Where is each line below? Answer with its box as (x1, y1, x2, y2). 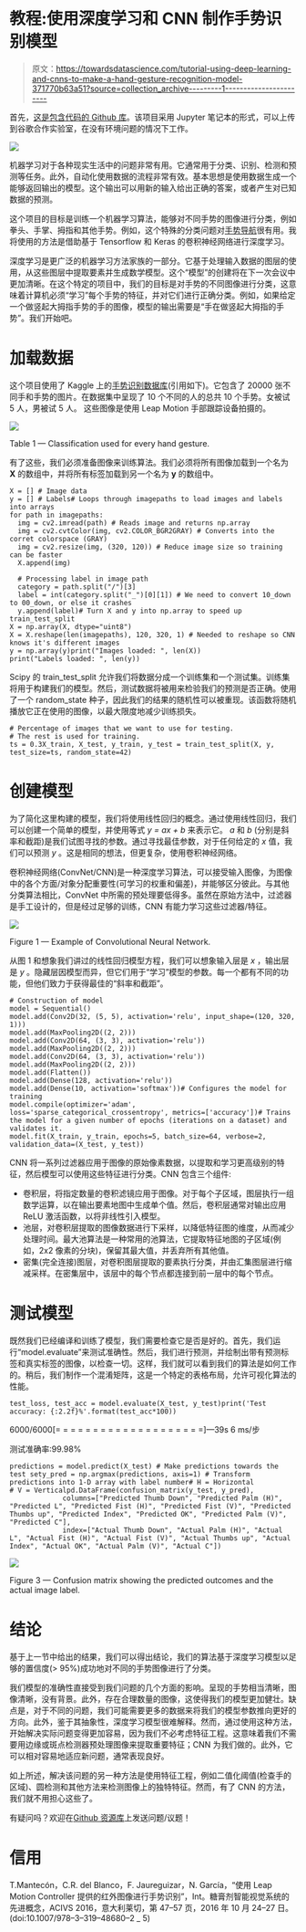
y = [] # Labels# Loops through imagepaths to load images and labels (9, 494, 283, 503)
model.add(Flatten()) (9, 1067, 92, 1077)
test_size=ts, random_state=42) (9, 748, 132, 757)
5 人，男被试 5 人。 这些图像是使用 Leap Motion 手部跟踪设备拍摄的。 (9, 403, 271, 414)
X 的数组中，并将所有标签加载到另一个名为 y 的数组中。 (9, 467, 219, 479)
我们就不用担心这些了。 (9, 1792, 97, 1803)
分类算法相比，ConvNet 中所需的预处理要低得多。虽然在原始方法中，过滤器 (9, 889, 292, 900)
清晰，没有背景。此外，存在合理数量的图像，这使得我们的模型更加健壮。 (16, 1693, 289, 1704)
